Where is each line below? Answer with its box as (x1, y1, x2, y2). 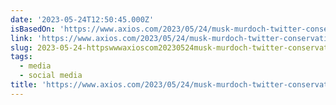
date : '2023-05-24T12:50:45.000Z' (10, 14, 155, 25)
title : (10, 80, 38, 90)
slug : (10, 42, 33, 53)
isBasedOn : (10, 24, 56, 34)
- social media (19, 71, 83, 81)
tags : (10, 52, 33, 62)
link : (10, 33, 33, 43)
